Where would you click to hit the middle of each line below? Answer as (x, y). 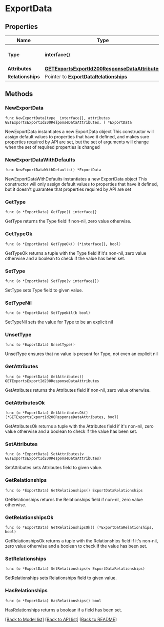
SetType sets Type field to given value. (44, 290)
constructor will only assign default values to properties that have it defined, (82, 184)
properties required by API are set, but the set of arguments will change (77, 142)
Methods (19, 94)
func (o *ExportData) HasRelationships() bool (53, 601)
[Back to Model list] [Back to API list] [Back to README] (61, 619)
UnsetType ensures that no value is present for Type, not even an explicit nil (81, 354)
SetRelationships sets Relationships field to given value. (61, 578)
